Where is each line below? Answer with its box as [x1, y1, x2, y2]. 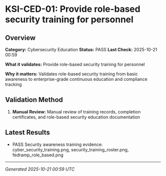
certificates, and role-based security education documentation [12, 114, 140, 120]
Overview [5, 34, 36, 42]
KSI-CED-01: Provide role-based [5, 3, 141, 15]
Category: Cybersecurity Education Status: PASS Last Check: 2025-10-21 [5, 47, 157, 52]
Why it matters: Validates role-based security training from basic [5, 71, 138, 77]
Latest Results [5, 128, 50, 137]
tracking [5, 81, 22, 87]
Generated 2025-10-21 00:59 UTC [5, 166, 75, 172]
